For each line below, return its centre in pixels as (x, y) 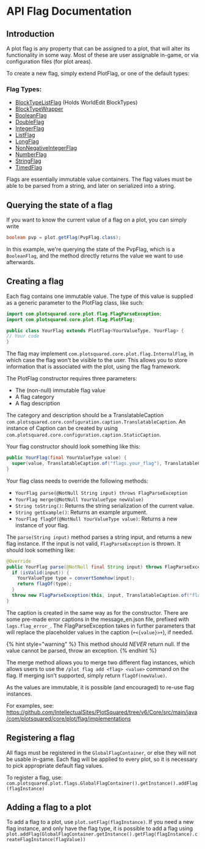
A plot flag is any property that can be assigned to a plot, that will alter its (98, 48)
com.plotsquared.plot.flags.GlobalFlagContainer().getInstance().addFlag (102, 783)
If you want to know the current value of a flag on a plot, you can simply (97, 220)
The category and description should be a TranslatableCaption (85, 415)
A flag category (35, 397)
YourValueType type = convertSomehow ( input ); (76, 578)
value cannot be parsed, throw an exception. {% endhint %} (82, 650)
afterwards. (21, 262)
